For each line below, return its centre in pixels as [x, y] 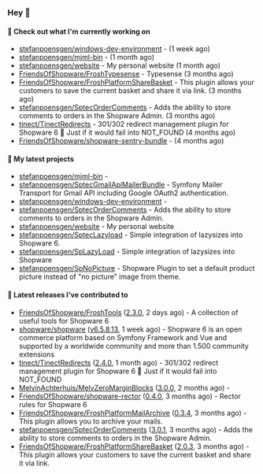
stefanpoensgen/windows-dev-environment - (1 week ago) [114, 49]
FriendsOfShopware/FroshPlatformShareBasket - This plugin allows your [137, 83]
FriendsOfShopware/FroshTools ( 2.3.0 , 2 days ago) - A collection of [128, 312]
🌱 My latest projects [41, 159]
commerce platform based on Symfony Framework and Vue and [123, 337]
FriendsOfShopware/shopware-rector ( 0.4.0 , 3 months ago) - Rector [130, 396]
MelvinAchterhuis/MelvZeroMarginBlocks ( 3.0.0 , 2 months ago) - [124, 387]
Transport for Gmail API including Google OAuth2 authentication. [124, 193]
